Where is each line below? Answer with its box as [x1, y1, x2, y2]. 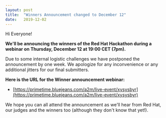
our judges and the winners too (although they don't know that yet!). [5, 107, 149, 113]
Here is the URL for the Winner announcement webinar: [5, 77, 125, 83]
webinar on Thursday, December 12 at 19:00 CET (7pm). [5, 46, 126, 52]
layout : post [5, 7, 33, 13]
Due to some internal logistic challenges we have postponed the [5, 56, 140, 62]
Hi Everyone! [5, 31, 32, 37]
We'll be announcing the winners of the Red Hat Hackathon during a [5, 41, 152, 47]
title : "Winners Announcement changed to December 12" [5, 12, 126, 17]
